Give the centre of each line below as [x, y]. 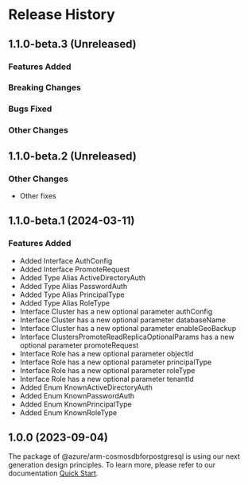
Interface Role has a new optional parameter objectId [107, 353]
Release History [62, 15]
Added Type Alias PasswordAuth [74, 286]
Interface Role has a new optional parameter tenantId [107, 379]
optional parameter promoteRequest [79, 345]
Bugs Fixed [30, 109]
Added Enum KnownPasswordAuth [77, 395]
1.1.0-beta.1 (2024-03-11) [72, 221]
